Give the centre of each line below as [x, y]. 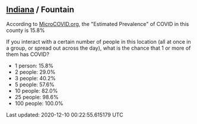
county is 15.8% [26, 30]
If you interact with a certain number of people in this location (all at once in [99, 41]
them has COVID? [28, 54]
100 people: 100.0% [39, 103]
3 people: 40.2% [35, 78]
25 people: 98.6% [36, 97]
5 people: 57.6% [34, 84]
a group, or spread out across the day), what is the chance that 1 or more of [99, 48]
